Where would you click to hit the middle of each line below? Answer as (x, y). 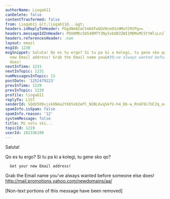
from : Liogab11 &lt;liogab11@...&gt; (45, 24)
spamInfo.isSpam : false (30, 109)
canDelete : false (24, 15)
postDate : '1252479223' (30, 81)
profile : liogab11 (25, 95)
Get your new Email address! (40, 166)
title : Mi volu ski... (29, 123)
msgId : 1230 (18, 48)
